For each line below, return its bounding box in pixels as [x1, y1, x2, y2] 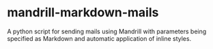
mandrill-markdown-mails [7, 5, 159, 20]
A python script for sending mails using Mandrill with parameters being [7, 27, 207, 35]
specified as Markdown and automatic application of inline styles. [7, 34, 192, 42]
